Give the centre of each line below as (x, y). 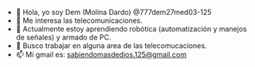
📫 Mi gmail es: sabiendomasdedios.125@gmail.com (101, 54)
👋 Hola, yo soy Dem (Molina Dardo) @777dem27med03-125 (114, 12)
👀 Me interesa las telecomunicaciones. (79, 20)
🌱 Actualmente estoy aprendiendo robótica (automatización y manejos (131, 29)
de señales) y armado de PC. (63, 37)
